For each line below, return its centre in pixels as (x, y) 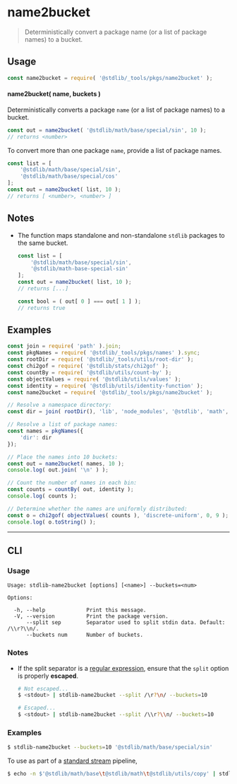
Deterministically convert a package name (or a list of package (116, 32)
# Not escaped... (43, 688)
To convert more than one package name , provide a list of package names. (115, 150)
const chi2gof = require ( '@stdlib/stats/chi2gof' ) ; (88, 366)
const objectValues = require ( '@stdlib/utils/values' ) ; (94, 379)
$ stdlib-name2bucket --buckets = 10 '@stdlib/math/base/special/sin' (110, 747)
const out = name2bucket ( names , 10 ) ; (66, 463)
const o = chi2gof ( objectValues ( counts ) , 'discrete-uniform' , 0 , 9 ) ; (118, 515)
